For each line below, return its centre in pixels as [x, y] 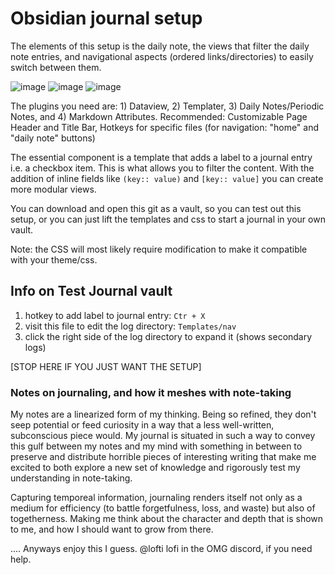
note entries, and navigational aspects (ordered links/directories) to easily [162, 56]
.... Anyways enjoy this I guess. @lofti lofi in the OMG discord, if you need [161, 549]
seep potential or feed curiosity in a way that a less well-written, [142, 425]
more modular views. [53, 189]
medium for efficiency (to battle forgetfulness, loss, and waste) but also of [163, 508]
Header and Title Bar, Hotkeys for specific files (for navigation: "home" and [165, 127]
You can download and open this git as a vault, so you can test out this [156, 208]
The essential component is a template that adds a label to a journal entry [161, 157]
